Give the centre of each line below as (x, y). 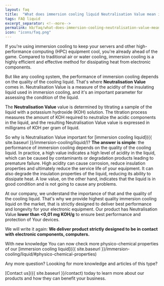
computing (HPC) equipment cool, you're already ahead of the (95, 51)
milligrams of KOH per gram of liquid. (42, 128)
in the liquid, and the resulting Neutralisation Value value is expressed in (77, 122)
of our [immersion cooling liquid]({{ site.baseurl (53, 249)
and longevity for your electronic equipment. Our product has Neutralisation (81, 209)
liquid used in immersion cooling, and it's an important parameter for (74, 92)
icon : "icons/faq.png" (28, 32)
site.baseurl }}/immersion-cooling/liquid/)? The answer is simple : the (75, 142)
